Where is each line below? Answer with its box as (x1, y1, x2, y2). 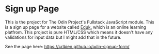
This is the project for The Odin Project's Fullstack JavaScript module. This (5, 19, 155, 25)
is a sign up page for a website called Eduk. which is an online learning (5, 24, 146, 30)
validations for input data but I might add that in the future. (5, 34, 122, 40)
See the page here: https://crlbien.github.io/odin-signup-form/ (5, 43, 130, 49)
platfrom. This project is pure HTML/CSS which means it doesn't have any (5, 29, 153, 35)
